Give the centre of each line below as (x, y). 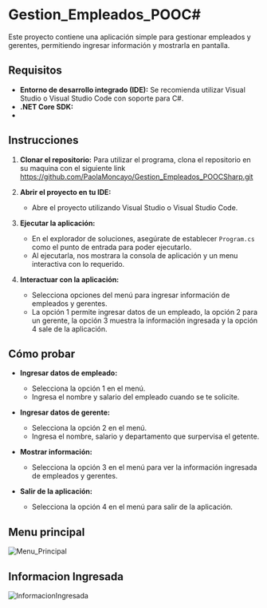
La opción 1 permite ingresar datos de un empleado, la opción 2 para (144, 312)
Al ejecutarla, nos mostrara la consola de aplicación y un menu (135, 255)
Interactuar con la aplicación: (69, 279)
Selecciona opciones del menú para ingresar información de (131, 295)
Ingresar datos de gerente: (65, 412)
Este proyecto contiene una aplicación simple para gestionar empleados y (130, 37)
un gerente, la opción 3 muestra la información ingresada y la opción (145, 320)
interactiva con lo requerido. (78, 264)
